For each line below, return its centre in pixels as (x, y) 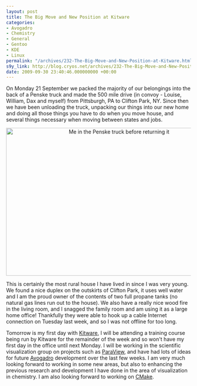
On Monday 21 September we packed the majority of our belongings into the (98, 88)
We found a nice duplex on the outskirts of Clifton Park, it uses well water (95, 290)
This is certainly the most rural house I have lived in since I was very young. (97, 284)
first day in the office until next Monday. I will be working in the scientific (94, 345)
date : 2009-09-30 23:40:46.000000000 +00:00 (61, 72)
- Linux (16, 55)
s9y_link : (18, 66)
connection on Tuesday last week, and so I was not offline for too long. (91, 322)
